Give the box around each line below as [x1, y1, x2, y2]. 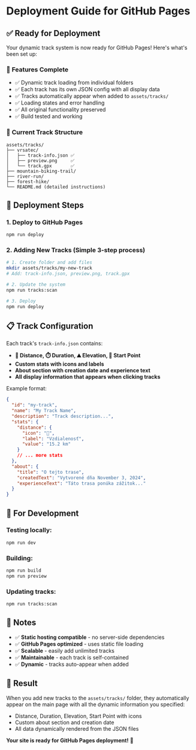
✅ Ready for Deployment [6, 28, 101, 38]
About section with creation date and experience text [14, 367, 151, 374]
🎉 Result [6, 679, 38, 689]
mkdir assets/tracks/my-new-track [6, 265, 93, 271]
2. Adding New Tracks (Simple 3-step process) [6, 246, 146, 255]
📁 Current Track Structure [6, 128, 83, 136]
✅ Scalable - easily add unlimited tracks [14, 647, 115, 654]
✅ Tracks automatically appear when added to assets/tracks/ [14, 92, 169, 100]
